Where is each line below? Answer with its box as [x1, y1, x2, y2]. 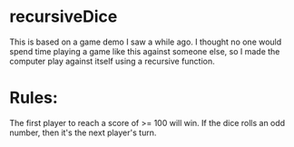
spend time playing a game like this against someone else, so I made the [9, 45, 280, 56]
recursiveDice [9, 6, 118, 27]
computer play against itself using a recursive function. [9, 55, 215, 66]
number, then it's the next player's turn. [9, 127, 157, 138]
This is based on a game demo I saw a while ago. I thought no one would [9, 36, 282, 47]
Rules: [9, 88, 59, 108]
